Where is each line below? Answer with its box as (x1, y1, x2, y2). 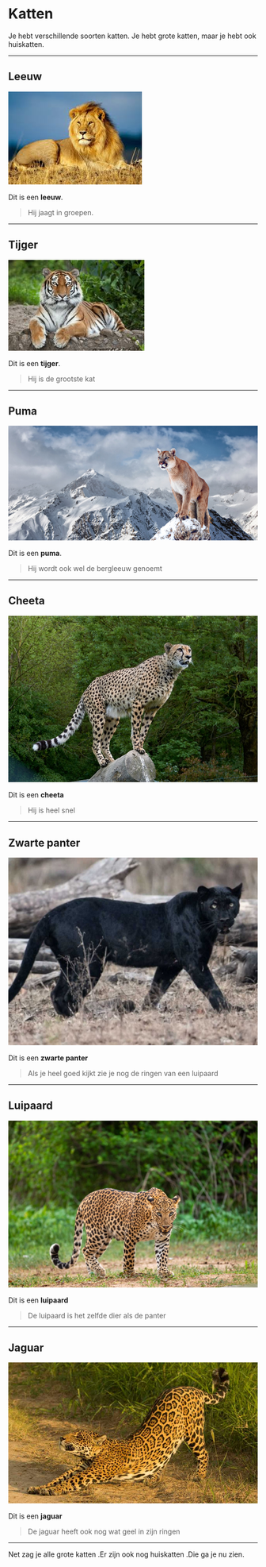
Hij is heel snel (27, 805, 75, 815)
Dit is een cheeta (8, 790, 65, 800)
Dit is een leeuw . (8, 192, 63, 202)
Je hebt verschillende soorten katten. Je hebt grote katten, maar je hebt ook (8, 31, 256, 41)
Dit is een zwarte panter (8, 1053, 89, 1063)
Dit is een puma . (8, 548, 62, 558)
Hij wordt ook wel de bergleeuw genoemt (27, 563, 162, 573)
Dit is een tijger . (8, 358, 61, 368)
